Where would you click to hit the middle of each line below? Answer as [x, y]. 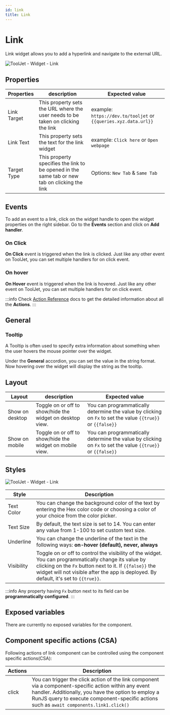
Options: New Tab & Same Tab [124, 173]
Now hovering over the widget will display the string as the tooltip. [74, 367]
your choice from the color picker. [77, 515]
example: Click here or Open [124, 140]
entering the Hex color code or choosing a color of [96, 509]
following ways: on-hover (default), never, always [97, 545]
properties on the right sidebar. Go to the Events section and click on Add [82, 224]
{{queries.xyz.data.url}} [122, 122]
